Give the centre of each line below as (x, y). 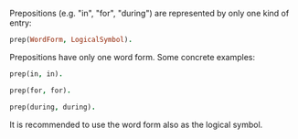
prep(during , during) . (53, 107)
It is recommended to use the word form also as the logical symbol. (136, 124)
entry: (21, 23)
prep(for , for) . (40, 91)
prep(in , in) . (37, 74)
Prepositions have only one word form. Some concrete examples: (133, 57)
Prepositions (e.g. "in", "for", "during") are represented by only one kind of (149, 13)
